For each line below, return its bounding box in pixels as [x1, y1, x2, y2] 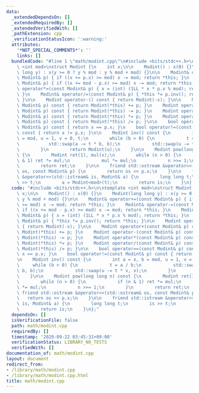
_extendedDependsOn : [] [11, 14, 70, 20]
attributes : [11, 42, 41, 48]
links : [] [17, 53, 41, 59]
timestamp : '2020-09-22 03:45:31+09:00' [11, 334, 113, 340]
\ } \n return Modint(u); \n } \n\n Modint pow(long [17, 146, 195, 152]
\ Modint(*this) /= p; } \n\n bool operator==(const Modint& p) [17, 245, 184, 252]
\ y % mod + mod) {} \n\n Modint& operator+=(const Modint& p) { [17, 196, 187, 202]
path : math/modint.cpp [11, 322, 68, 329]
